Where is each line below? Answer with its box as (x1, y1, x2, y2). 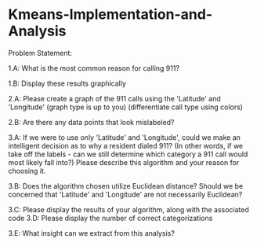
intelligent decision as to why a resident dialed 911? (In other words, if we (8, 141, 244, 150)
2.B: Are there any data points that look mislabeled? (8, 117, 175, 127)
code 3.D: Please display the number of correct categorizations (8, 213, 213, 222)
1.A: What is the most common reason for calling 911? (8, 63, 180, 72)
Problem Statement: (8, 48, 73, 57)
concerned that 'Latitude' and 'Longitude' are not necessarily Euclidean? (8, 189, 243, 199)
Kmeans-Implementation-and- (8, 6, 213, 24)
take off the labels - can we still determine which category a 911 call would (8, 149, 248, 159)
